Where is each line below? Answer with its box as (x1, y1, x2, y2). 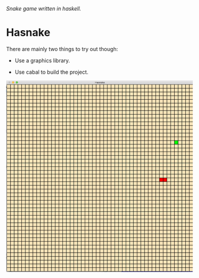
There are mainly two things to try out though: (6, 45, 118, 52)
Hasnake (6, 26, 50, 39)
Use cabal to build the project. (14, 68, 89, 75)
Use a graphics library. (14, 56, 70, 64)
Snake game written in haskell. (6, 5, 82, 12)
